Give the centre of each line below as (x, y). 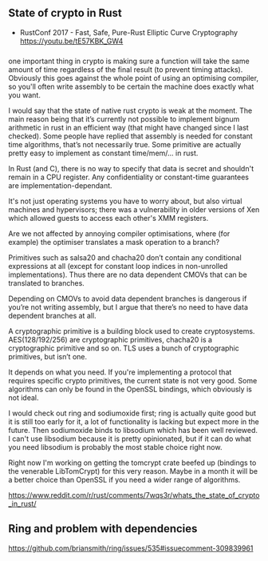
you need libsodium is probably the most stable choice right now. (115, 447)
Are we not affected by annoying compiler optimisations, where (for (119, 233)
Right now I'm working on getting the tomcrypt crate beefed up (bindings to (132, 463)
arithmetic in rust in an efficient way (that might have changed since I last (128, 127)
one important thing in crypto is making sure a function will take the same (129, 61)
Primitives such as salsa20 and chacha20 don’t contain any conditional (125, 257)
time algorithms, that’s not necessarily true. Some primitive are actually (125, 144)
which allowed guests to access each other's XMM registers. (108, 218)
